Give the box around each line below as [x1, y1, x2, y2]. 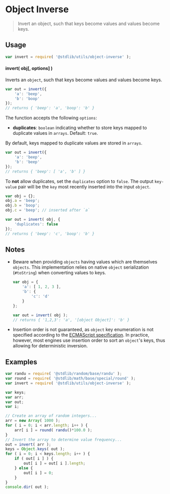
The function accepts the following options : [5, 115, 97, 121]
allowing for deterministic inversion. [12, 343, 88, 349]
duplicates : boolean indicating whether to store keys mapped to [12, 125, 147, 131]
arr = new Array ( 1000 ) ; [5, 418, 60, 424]
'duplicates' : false [14, 221, 58, 227]
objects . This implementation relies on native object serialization [12, 264, 149, 270]
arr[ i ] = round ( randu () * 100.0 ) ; [14, 428, 93, 433]
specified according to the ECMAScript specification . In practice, [12, 332, 150, 338]
